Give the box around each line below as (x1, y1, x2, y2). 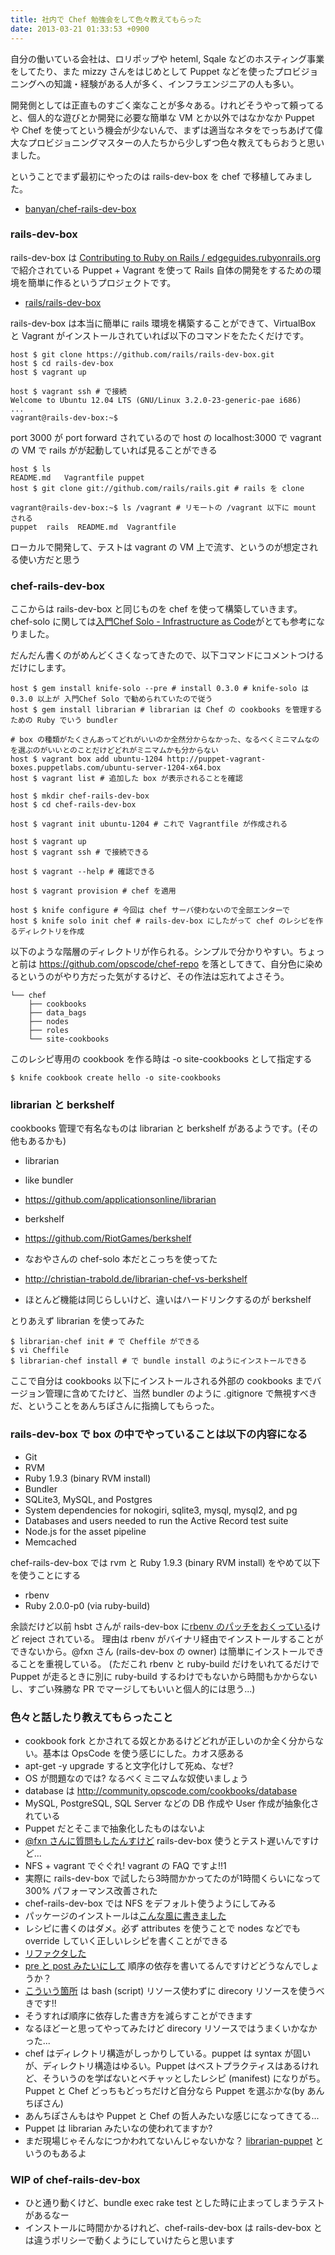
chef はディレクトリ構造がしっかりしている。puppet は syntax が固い (24, 2047, 312, 2059)
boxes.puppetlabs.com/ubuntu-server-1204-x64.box (10, 763, 222, 773)
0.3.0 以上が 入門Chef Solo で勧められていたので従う (10, 694, 213, 705)
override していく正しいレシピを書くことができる (24, 1934, 228, 1946)
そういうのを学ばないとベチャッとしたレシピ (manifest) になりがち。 (42, 2072, 326, 2084)
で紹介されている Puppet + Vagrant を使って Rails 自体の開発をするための (10, 264, 313, 276)
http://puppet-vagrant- (166, 754, 267, 765)
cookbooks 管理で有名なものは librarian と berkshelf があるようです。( (10, 1122, 302, 1135)
